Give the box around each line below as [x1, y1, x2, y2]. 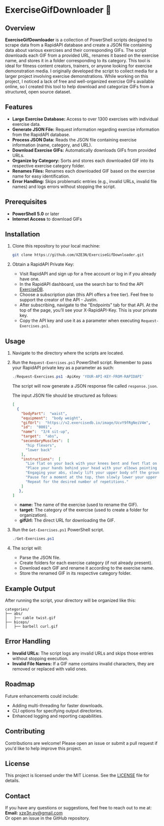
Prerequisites [5, 198, 47, 206]
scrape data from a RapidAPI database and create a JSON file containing [5, 42, 152, 48]
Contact [5, 792, 30, 800]
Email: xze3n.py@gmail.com [5, 810, 63, 816]
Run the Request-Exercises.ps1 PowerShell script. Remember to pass [12, 360, 152, 366]
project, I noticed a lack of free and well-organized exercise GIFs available [5, 78, 155, 84]
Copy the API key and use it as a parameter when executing [19, 318, 141, 323]
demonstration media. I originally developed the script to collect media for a [5, 68, 158, 74]
